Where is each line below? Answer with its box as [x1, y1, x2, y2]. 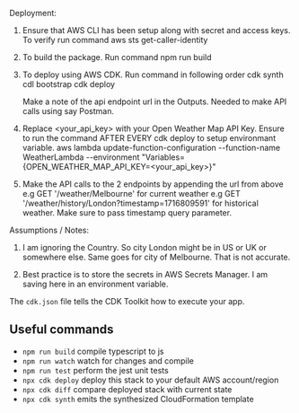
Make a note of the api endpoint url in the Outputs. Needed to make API [22, 96, 287, 107]
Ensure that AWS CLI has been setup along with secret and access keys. [22, 25, 291, 35]
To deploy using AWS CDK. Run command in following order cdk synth [22, 69, 285, 80]
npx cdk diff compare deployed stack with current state [22, 383, 233, 394]
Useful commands [9, 322, 114, 338]
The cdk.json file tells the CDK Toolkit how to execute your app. [9, 296, 245, 306]
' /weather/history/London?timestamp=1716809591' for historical [22, 198, 259, 208]
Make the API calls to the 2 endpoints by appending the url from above [22, 179, 285, 189]
